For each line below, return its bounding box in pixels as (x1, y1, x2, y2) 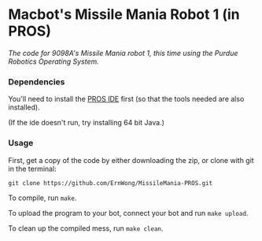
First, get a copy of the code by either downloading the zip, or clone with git (8, 155, 254, 165)
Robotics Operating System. (8, 57, 100, 66)
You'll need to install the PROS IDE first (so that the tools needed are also (8, 95, 245, 104)
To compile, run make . (8, 193, 77, 202)
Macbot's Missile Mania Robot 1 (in (8, 6, 240, 24)
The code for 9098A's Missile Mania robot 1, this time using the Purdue (8, 48, 238, 57)
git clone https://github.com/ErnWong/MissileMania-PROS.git (8, 179, 213, 187)
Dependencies (8, 76, 65, 87)
